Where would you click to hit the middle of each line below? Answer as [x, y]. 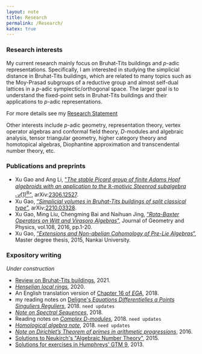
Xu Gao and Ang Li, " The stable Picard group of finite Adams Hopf [98, 179]
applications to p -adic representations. [54, 101]
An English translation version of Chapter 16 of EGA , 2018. [87, 293]
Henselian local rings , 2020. [50, 286]
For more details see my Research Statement [62, 113]
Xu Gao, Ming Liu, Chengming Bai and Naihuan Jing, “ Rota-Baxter [97, 214]
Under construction [30, 268]
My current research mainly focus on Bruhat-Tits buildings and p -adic [93, 63]
